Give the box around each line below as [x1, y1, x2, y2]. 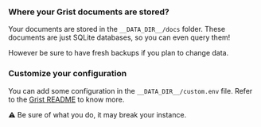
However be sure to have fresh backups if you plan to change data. [8, 48, 229, 58]
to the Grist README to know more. [8, 94, 125, 104]
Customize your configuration [8, 68, 127, 79]
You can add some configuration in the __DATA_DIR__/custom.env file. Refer [8, 86, 253, 95]
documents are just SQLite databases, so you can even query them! [8, 33, 231, 42]
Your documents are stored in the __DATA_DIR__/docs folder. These [8, 25, 225, 34]
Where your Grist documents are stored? [8, 6, 169, 17]
